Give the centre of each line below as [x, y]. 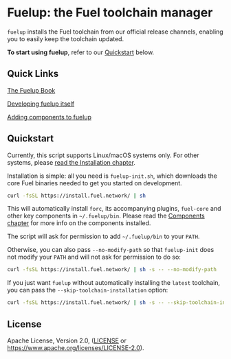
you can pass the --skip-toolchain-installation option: [88, 290]
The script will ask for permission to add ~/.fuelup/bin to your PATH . [103, 236]
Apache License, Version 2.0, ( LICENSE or [67, 340]
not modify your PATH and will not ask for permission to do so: [94, 257]
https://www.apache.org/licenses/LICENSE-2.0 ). [76, 348]
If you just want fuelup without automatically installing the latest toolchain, [114, 283]
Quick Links [33, 74]
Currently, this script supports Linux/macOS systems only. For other [103, 155]
